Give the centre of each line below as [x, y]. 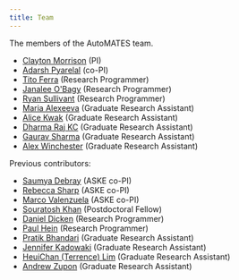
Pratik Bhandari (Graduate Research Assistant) [108, 237]
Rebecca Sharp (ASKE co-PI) [76, 190]
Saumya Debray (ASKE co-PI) [77, 181]
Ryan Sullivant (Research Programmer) [94, 98]
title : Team [31, 17]
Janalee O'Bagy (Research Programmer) [97, 89]
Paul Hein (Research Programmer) [85, 228]
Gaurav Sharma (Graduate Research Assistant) [108, 136]
